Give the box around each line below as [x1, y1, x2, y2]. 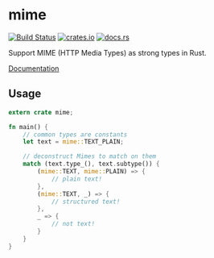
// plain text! [51, 175, 103, 183]
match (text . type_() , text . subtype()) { [23, 160, 160, 169]
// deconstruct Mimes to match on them [23, 152, 157, 160]
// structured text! [51, 198, 121, 206]
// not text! [51, 220, 95, 228]
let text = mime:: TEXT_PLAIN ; [23, 138, 125, 146]
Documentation [8, 63, 60, 73]
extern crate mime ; [8, 108, 74, 116]
